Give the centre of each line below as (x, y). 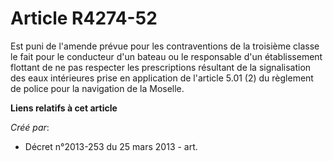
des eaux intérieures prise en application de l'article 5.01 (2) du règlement (162, 78)
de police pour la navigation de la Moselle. (97, 88)
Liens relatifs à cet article (64, 108)
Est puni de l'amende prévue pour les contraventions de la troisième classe (165, 46)
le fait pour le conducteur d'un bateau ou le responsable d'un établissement (166, 56)
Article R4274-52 (84, 18)
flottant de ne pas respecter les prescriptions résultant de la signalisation (161, 67)
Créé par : (30, 127)
